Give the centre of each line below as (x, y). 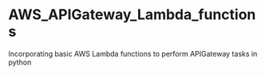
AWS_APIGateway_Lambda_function (132, 15)
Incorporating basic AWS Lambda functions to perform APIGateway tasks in (133, 53)
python (20, 62)
